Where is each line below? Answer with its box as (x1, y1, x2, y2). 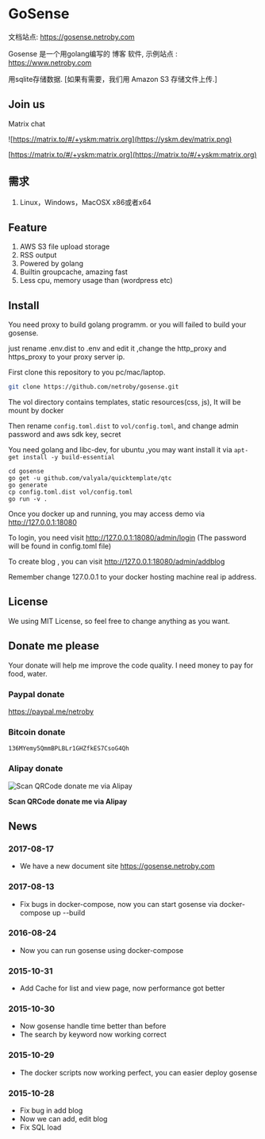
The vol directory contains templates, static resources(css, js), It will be (8, 397, 241, 407)
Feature (8, 220, 48, 234)
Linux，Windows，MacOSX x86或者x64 (19, 197, 152, 207)
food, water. (8, 668, 48, 678)
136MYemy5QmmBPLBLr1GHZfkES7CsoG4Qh (8, 745, 129, 753)
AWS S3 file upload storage (19, 242, 110, 251)
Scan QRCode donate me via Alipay (8, 796, 128, 806)
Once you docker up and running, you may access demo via (8, 509, 205, 519)
